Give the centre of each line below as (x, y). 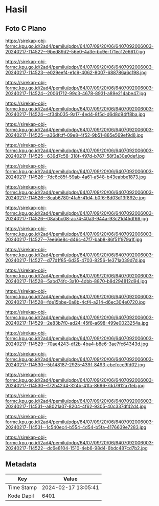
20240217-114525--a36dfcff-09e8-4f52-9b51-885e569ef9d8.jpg (74, 135)
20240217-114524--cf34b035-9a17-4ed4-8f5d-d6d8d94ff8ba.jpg (75, 114)
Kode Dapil (21, 496)
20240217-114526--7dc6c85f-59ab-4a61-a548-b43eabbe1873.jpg (76, 177)
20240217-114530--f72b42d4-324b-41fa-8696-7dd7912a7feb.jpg (75, 386)
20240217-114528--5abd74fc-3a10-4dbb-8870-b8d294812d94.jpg (76, 281)
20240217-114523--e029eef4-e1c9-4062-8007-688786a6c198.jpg (76, 72)
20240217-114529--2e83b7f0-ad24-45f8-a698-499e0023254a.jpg (77, 323)
